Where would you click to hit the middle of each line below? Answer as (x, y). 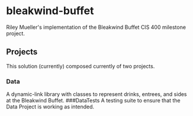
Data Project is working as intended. (50, 107)
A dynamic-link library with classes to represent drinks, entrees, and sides (97, 94)
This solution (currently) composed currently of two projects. (81, 66)
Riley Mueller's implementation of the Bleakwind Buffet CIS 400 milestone (96, 27)
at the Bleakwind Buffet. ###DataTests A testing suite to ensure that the (93, 101)
